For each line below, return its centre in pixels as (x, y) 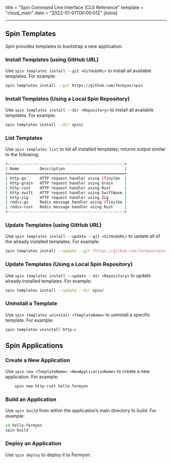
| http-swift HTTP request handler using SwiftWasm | (66, 193)
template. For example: (29, 320)
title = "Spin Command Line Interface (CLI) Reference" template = (74, 7)
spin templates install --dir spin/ (44, 125)
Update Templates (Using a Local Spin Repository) (69, 264)
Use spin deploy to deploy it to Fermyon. (48, 455)
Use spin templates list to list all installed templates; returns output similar (85, 149)
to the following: (22, 155)
